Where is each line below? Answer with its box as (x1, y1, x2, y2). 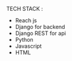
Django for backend (15, 24, 65, 30)
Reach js (15, 17, 37, 24)
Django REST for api (15, 30, 66, 37)
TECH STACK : (6, 5, 43, 12)
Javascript (15, 42, 42, 50)
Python (15, 36, 34, 43)
